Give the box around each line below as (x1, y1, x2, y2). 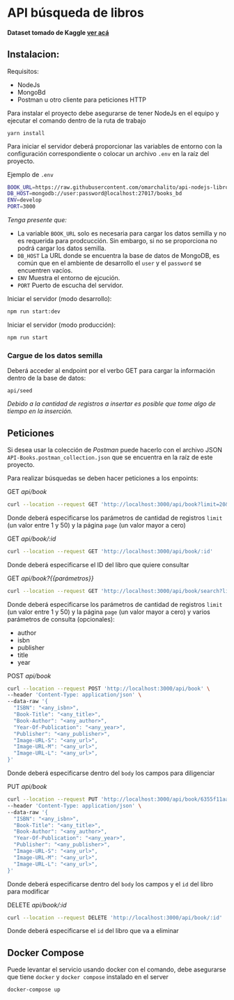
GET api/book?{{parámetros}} (7, 574, 94, 583)
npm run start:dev (7, 308, 61, 315)
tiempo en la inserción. (7, 407, 73, 415)
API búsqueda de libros (7, 5, 144, 21)
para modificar (7, 887, 50, 895)
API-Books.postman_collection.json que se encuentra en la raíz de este (7, 453, 214, 461)
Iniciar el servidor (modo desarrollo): (7, 295, 112, 303)
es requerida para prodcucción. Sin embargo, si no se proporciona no (17, 237, 218, 245)
